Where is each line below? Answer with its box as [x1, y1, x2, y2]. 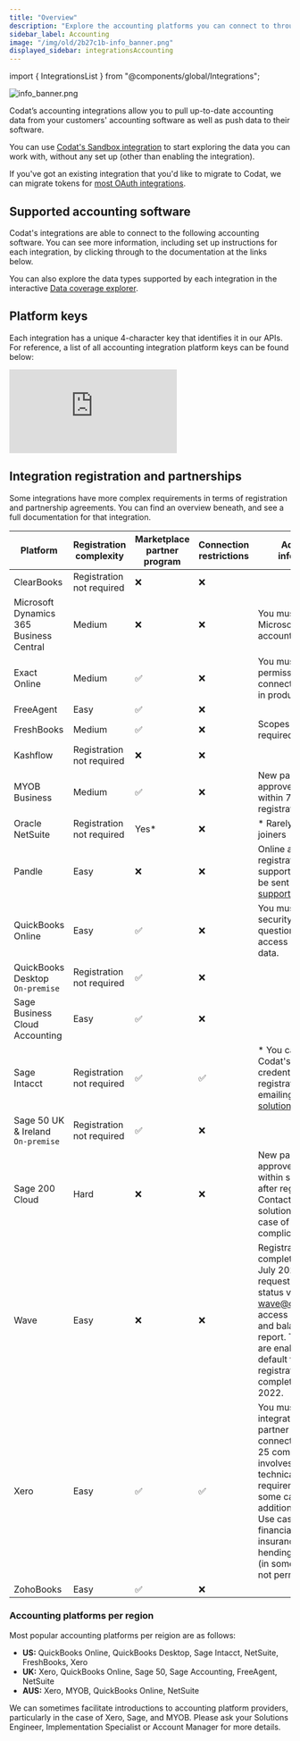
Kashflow [13, 749, 54, 761]
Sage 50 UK [13, 1114, 65, 1126]
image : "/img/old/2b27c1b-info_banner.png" [9, 38, 174, 47]
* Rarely [257, 816, 293, 829]
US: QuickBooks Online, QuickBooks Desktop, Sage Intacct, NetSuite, [21, 1647, 279, 1658]
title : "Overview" [9, 13, 78, 22]
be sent [257, 876, 290, 889]
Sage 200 [13, 1182, 55, 1194]
